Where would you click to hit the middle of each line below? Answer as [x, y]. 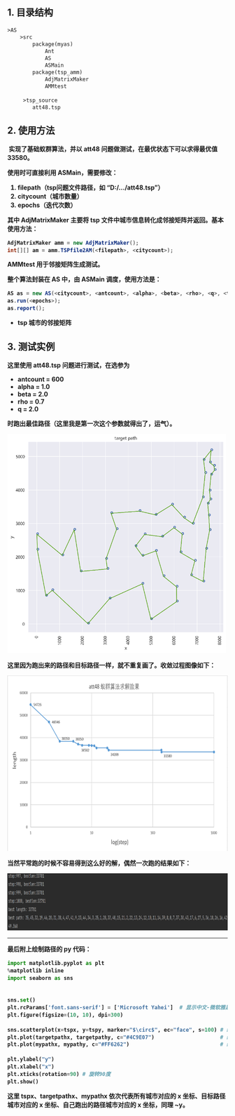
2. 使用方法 [31, 131]
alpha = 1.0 [34, 386]
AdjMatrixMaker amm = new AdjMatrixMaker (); [73, 243]
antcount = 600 [41, 379]
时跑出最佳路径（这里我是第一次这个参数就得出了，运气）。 [92, 423]
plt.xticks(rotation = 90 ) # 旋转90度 [59, 1074]
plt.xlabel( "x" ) [31, 1067]
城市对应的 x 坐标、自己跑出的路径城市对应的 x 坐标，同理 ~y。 [98, 1105]
